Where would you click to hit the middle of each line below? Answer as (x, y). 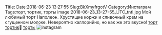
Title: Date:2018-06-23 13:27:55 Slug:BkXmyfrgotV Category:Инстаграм (78, 7)
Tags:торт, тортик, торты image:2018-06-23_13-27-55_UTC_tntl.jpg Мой (78, 12)
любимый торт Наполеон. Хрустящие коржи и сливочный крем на (74, 17)
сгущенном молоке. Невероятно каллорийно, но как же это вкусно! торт (81, 22)
